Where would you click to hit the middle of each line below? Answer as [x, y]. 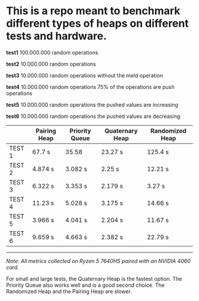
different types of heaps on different [97, 23]
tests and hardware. [57, 36]
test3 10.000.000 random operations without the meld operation [85, 75]
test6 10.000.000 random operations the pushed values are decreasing [93, 116]
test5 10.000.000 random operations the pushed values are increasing [92, 104]
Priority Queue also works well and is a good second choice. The [85, 285]
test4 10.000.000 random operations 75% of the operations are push [90, 87]
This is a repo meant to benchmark [93, 11]
